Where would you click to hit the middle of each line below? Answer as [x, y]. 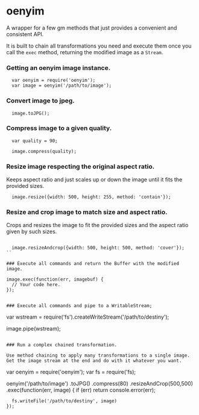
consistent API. [25, 34]
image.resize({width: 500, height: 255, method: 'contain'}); [91, 197]
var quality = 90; [35, 141]
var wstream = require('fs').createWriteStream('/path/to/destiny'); [88, 317]
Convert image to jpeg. [40, 101]
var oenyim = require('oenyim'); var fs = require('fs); [71, 372]
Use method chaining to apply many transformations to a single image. [98, 356]
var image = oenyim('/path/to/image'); [62, 86]
